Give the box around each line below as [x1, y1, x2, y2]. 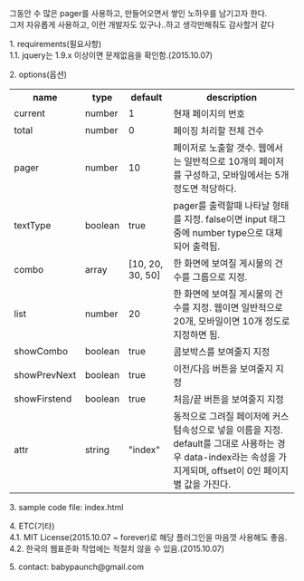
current [14, 107, 45, 120]
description [206, 92, 258, 103]
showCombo [14, 345, 68, 357]
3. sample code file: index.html [9, 502, 124, 512]
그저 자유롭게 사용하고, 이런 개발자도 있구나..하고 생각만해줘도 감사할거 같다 [9, 19, 275, 30]
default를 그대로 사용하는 [173, 438, 275, 450]
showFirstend [14, 392, 72, 405]
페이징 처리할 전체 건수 [173, 125, 264, 137]
